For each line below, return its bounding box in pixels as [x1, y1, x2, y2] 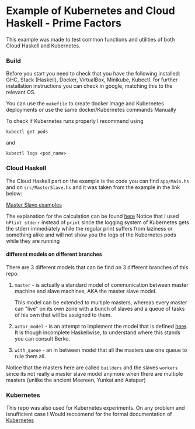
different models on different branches [6, 250, 102, 258]
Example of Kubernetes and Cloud [6, 4, 175, 18]
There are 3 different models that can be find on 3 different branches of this [6, 263, 189, 270]
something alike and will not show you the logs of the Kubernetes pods [6, 231, 177, 238]
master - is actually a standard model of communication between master [14, 281, 189, 288]
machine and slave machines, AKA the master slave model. [14, 287, 157, 294]
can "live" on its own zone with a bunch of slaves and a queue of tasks [14, 305, 185, 312]
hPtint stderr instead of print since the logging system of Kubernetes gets [6, 218, 190, 226]
